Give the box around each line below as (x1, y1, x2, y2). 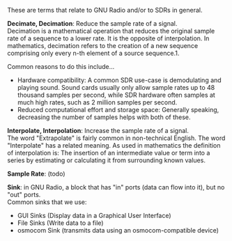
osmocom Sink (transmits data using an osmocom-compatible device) (17, 226, 219, 234)
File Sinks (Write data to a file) (17, 219, 104, 227)
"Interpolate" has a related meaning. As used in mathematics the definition (7, 141, 221, 149)
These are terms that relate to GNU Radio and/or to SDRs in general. (7, 6, 203, 14)
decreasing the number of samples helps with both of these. (17, 113, 191, 121)
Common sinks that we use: (7, 198, 87, 206)
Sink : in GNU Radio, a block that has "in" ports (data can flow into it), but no (7, 183, 225, 191)
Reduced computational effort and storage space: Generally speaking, (17, 106, 219, 114)
